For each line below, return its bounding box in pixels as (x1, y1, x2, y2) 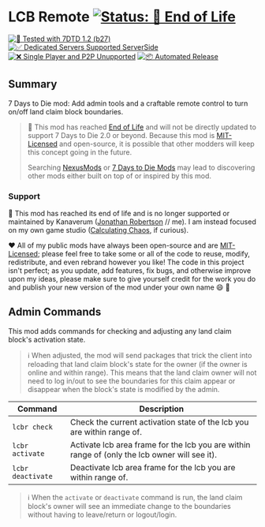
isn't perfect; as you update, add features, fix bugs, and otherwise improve (8, 266, 252, 275)
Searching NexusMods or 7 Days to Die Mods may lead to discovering (27, 163, 256, 172)
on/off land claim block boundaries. (8, 107, 124, 116)
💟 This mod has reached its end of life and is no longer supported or (8, 209, 230, 219)
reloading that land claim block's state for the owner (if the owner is (27, 359, 248, 368)
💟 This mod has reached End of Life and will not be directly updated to (27, 122, 256, 132)
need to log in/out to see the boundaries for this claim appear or (27, 376, 236, 386)
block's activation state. (8, 335, 86, 344)
